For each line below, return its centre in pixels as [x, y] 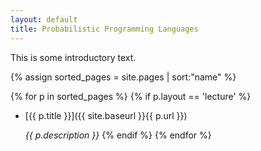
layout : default [44, 19]
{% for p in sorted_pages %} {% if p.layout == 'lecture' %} [131, 96]
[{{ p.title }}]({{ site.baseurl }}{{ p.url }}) [106, 115]
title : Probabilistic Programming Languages [104, 29]
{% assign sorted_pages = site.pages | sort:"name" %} [123, 77]
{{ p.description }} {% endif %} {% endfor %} [118, 135]
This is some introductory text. [73, 57]
